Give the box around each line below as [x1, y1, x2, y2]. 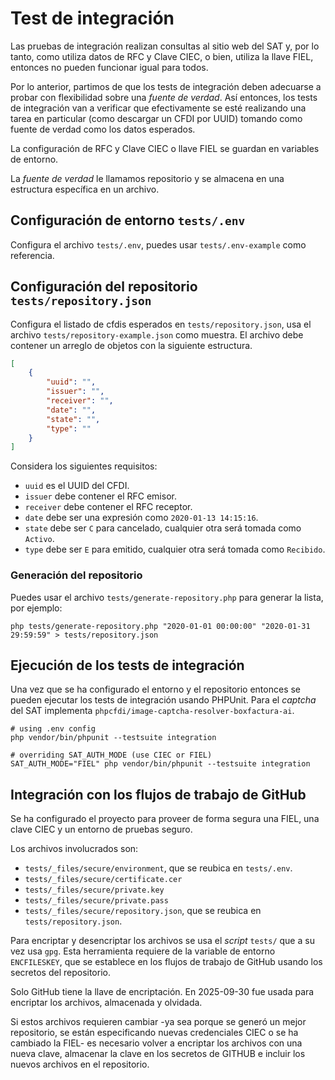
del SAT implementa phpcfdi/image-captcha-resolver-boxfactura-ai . [10, 705, 295, 717]
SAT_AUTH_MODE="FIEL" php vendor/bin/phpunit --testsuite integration [10, 759, 311, 769]
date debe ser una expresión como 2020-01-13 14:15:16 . [24, 512, 259, 524]
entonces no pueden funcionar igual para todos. [10, 61, 209, 73]
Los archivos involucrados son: [10, 843, 139, 855]
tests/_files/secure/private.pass [24, 896, 169, 906]
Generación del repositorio [10, 568, 143, 582]
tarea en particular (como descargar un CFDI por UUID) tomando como [10, 112, 303, 124]
